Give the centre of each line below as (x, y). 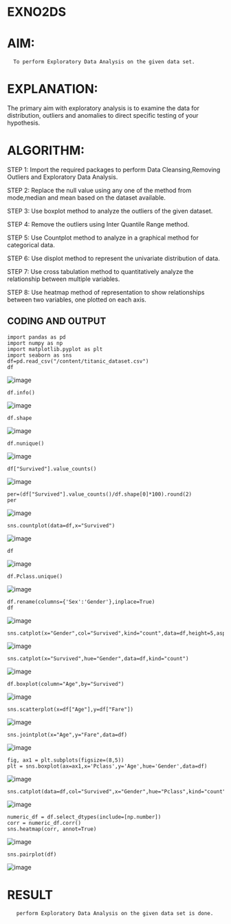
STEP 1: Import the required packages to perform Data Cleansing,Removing (114, 170)
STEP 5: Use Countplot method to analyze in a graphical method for (103, 238)
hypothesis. (24, 123)
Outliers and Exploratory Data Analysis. (63, 177)
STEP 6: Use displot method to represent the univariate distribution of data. (113, 258)
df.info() (21, 392)
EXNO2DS (37, 12)
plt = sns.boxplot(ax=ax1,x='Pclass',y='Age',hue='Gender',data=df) (107, 766)
